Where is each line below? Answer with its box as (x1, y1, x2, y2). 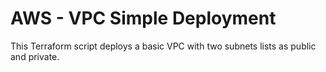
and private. (10, 50, 60, 62)
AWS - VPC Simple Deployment (10, 7, 277, 30)
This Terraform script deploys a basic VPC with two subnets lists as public (10, 40, 317, 52)
